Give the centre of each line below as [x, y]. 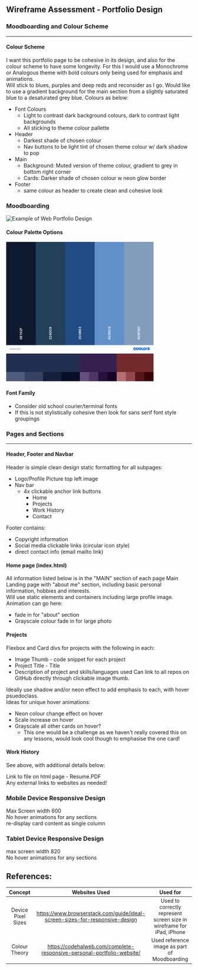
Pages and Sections [35, 434]
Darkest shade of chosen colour [62, 140]
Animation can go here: [34, 603]
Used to [170, 900]
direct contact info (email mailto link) [59, 552]
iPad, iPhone [170, 932]
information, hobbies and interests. [49, 591]
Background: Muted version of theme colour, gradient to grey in [100, 165]
